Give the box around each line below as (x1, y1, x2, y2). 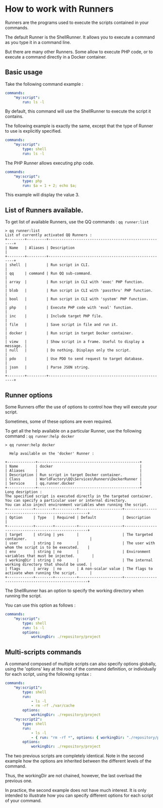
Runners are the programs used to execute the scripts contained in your (5, 20, 149, 25)
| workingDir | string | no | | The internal (5, 558, 153, 563)
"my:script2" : (14, 717, 42, 722)
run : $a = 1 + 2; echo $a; (22, 183, 77, 188)
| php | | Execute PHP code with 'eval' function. (5, 305, 133, 310)
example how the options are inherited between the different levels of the (5, 758, 152, 764)
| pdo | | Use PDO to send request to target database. (5, 356, 145, 361)
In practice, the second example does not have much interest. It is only (5, 788, 147, 793)
